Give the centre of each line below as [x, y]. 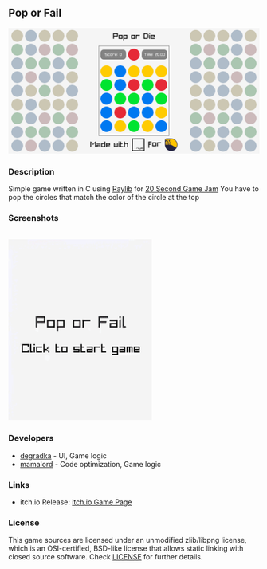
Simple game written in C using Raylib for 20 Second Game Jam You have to [133, 189]
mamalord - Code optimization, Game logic [90, 464]
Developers [31, 438]
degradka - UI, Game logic [63, 455]
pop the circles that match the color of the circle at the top [104, 198]
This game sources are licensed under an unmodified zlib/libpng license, [128, 540]
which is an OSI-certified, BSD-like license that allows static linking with [126, 548]
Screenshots [33, 218]
